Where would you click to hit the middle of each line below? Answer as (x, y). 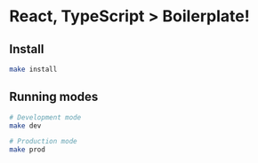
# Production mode (43, 142)
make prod (28, 150)
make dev (25, 126)
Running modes (54, 97)
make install (33, 69)
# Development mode (45, 117)
